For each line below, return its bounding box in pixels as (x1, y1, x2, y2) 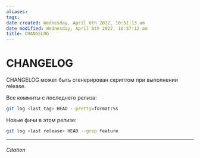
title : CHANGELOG (6, 31, 49, 37)
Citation (6, 147, 26, 154)
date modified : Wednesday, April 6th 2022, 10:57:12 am (6, 25, 148, 32)
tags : (6, 14, 20, 20)
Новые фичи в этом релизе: (6, 116, 77, 123)
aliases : (6, 8, 28, 15)
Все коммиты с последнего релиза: (6, 94, 97, 101)
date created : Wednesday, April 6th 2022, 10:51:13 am (6, 20, 145, 26)
